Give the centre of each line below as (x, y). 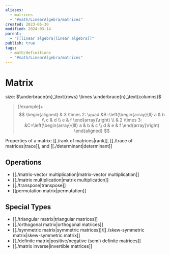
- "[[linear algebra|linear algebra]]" (52, 39)
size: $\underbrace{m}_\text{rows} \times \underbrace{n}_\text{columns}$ (83, 97)
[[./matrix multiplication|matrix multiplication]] (61, 180)
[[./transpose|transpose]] (39, 185)
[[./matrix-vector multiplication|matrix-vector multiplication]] (76, 174)
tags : (11, 48)
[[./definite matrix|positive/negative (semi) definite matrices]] (77, 241)
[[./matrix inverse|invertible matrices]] (52, 246)
